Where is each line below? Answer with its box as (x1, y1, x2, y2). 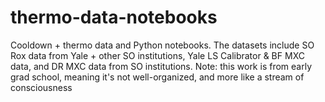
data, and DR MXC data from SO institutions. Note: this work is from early (10, 60, 313, 72)
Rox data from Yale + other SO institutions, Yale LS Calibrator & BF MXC (10, 49, 305, 61)
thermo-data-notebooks (10, 6, 218, 29)
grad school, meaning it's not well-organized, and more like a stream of (10, 71, 305, 83)
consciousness (10, 81, 73, 93)
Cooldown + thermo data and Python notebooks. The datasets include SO (10, 39, 315, 51)
